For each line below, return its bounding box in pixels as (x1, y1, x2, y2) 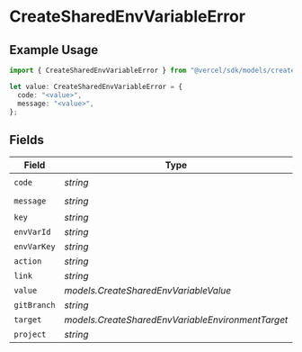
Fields (9, 132, 45, 148)
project (13, 329, 47, 339)
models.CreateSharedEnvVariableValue (64, 284, 232, 297)
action (13, 257, 42, 266)
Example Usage (9, 42, 99, 58)
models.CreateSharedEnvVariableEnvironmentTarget (64, 313, 289, 326)
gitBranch (13, 300, 56, 311)
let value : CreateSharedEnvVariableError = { (9, 82, 182, 91)
